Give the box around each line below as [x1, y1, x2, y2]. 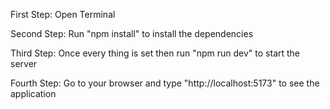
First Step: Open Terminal [10, 9, 116, 20]
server [10, 58, 38, 69]
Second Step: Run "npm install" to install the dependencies [10, 28, 254, 39]
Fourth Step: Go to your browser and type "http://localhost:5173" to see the [10, 77, 320, 89]
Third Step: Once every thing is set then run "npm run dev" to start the [10, 47, 301, 59]
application [10, 88, 57, 99]
